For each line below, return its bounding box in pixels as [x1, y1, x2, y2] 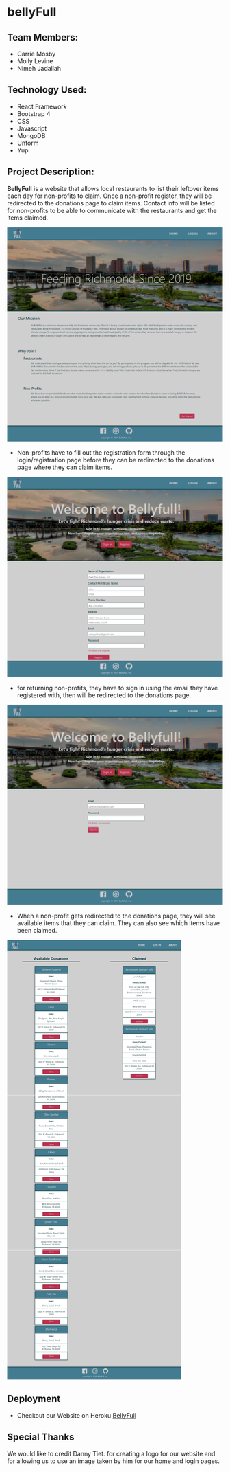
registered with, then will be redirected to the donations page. [16, 691, 192, 699]
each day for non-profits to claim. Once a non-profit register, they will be [7, 192, 212, 200]
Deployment [7, 1393, 61, 1405]
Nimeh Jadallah [16, 65, 62, 72]
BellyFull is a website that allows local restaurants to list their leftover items [7, 184, 219, 192]
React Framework [16, 102, 67, 111]
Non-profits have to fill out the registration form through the [16, 448, 186, 457]
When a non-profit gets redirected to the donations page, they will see [16, 911, 216, 920]
